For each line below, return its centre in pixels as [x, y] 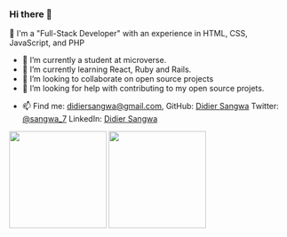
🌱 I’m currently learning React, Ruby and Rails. [107, 69]
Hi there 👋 [31, 14]
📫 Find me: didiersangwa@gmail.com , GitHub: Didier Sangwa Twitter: [151, 107]
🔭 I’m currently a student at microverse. [94, 60]
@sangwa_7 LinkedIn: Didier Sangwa [90, 119]
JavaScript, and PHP [47, 43]
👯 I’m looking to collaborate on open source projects [118, 79]
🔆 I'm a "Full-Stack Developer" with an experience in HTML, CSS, [129, 34]
